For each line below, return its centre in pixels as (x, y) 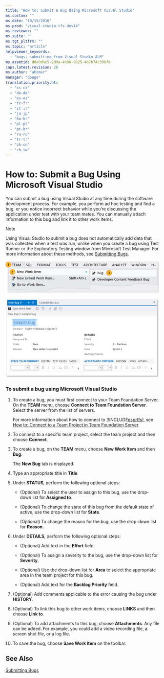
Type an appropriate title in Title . (45, 473)
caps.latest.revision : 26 (32, 67)
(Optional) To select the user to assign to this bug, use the (78, 492)
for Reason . (32, 527)
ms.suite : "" (19, 36)
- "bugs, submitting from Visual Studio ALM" (57, 57)
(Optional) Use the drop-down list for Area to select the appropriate (88, 570)
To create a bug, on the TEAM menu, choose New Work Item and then (84, 449)
